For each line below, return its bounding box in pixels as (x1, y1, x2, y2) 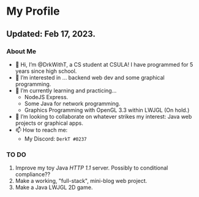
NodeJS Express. (24, 93, 69, 100)
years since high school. (15, 67, 77, 75)
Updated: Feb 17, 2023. (6, 29, 96, 39)
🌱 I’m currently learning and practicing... (15, 87, 117, 94)
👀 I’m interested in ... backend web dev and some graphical (15, 73, 165, 81)
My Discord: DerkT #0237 (24, 135, 87, 142)
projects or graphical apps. (15, 119, 84, 127)
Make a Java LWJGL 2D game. (15, 184, 93, 191)
